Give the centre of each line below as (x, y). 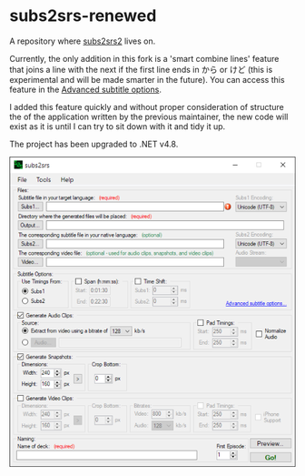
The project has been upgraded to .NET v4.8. (94, 144)
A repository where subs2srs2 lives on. (83, 41)
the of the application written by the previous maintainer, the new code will (149, 116)
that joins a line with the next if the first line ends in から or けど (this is (141, 69)
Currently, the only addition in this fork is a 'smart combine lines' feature (144, 58)
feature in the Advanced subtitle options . (85, 89)
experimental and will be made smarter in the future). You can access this (147, 79)
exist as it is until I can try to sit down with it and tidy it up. (118, 126)
